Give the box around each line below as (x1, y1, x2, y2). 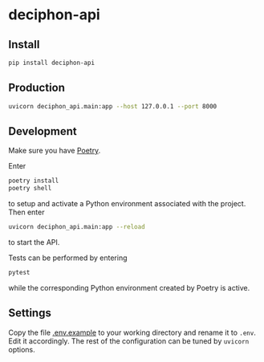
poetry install (8, 177, 59, 185)
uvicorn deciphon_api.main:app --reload (8, 223, 146, 231)
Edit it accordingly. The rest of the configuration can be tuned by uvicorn (8, 336, 250, 346)
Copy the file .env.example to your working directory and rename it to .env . (8, 327, 257, 337)
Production (8, 81, 66, 95)
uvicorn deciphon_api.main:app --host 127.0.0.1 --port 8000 (8, 102, 217, 110)
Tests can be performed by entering (8, 253, 128, 262)
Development (8, 124, 78, 138)
